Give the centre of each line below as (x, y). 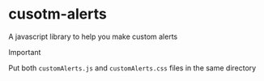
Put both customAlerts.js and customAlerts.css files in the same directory (132, 68)
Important (25, 52)
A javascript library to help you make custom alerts (93, 36)
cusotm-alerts (57, 14)
